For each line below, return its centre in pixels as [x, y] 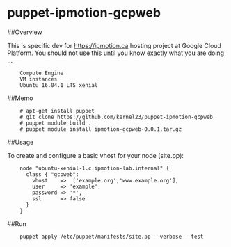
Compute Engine [42, 73]
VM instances [39, 79]
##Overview [25, 32]
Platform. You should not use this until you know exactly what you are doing [116, 53]
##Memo [20, 98]
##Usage [21, 142]
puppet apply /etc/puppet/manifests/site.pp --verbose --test [112, 237]
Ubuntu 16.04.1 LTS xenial [59, 85]
